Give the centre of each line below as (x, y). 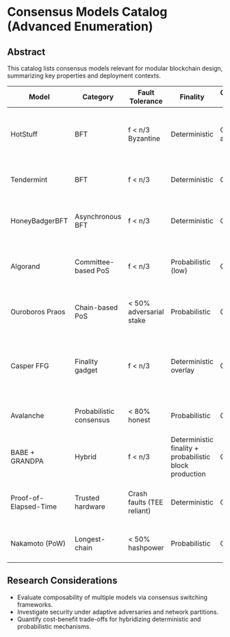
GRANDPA (27, 461)
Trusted (87, 498)
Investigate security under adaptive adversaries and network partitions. (118, 612)
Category (98, 97)
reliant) (139, 511)
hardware (90, 507)
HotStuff (24, 134)
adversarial (146, 312)
